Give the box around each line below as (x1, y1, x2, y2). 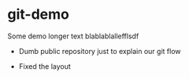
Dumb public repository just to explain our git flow (18, 46, 181, 56)
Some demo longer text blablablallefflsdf (7, 31, 139, 41)
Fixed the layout (18, 61, 72, 71)
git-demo (7, 5, 70, 23)
